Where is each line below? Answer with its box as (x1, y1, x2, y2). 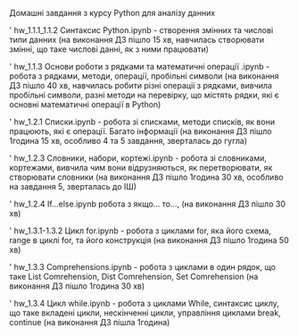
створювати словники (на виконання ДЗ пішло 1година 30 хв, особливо (9, 172, 284, 182)
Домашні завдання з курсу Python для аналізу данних (9, 8, 216, 18)
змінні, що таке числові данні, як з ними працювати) (9, 44, 210, 55)
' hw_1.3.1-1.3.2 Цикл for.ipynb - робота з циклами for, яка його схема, (9, 225, 272, 236)
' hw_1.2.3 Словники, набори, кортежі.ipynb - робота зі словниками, (9, 153, 268, 164)
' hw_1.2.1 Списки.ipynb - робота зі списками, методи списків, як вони (9, 116, 275, 127)
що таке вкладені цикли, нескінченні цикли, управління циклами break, (9, 307, 281, 318)
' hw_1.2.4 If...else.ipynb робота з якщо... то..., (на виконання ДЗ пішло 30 (9, 198, 286, 209)
